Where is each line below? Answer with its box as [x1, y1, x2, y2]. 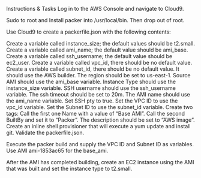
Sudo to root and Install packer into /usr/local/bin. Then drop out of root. [6, 17, 185, 23]
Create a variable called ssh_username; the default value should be [6, 53, 173, 59]
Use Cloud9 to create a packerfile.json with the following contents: [6, 28, 171, 35]
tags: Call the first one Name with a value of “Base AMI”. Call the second [6, 110, 185, 117]
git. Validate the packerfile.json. [6, 129, 85, 136]
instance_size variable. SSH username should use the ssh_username [6, 85, 176, 92]
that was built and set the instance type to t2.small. [6, 165, 133, 172]
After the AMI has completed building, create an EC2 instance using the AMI [6, 159, 194, 165]
